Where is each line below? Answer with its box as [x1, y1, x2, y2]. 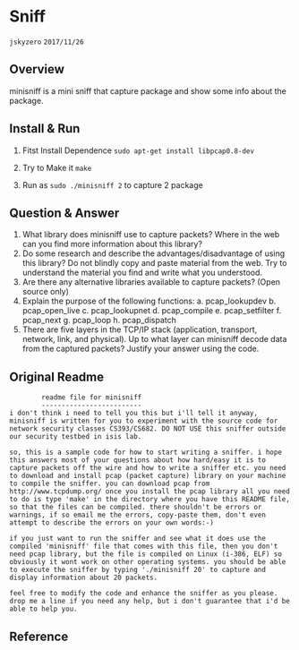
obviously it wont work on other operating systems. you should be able [9, 558, 286, 567]
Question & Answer [9, 205, 120, 220]
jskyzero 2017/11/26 [9, 38, 84, 47]
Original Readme [9, 369, 105, 384]
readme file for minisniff [41, 393, 142, 402]
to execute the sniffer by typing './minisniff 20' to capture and [9, 566, 267, 575]
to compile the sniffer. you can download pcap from [9, 479, 210, 489]
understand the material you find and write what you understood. [21, 267, 262, 278]
